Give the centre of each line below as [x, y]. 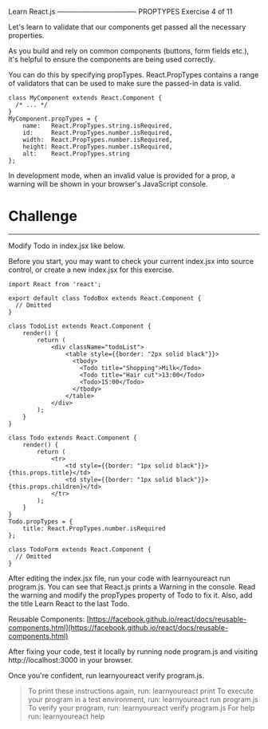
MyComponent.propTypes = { [53, 119]
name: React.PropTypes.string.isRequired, [98, 126]
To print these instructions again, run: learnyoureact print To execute [140, 691]
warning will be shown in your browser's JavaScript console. [108, 184]
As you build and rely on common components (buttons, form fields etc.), [129, 51]
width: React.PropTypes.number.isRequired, [98, 140]
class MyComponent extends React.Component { [85, 98]
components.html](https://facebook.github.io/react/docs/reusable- [118, 627]
